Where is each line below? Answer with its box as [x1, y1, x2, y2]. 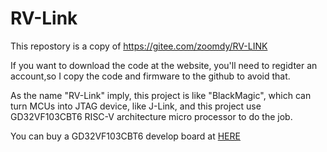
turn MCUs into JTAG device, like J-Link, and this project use [10, 100, 262, 112]
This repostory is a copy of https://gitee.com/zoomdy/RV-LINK [10, 40, 268, 52]
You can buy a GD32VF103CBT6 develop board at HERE [10, 130, 241, 142]
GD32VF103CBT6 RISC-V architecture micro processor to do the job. [10, 110, 293, 122]
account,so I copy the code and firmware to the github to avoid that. [10, 70, 291, 82]
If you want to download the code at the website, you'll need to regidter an [10, 59, 318, 71]
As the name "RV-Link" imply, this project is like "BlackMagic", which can [10, 89, 312, 101]
